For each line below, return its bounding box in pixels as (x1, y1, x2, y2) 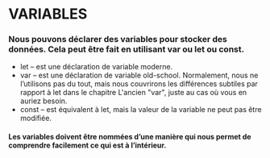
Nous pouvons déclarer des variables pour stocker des (8, 34, 227, 45)
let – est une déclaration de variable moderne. (19, 62, 173, 72)
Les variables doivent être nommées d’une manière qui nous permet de (8, 132, 251, 142)
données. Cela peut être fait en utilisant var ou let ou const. (8, 44, 244, 55)
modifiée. (19, 114, 52, 123)
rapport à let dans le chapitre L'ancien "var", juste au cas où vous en (19, 88, 247, 98)
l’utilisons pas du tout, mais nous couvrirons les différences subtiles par (19, 79, 258, 89)
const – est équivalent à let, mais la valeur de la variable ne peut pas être (19, 105, 262, 114)
